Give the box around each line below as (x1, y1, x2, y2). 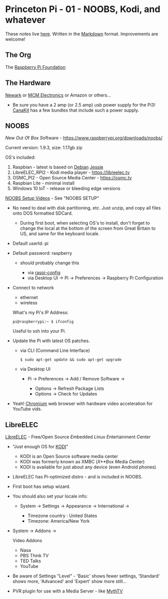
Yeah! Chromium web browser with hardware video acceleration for (12, 401, 153, 407)
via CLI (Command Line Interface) (20, 348, 91, 354)
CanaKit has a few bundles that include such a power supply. (12, 107, 139, 113)
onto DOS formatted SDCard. (12, 210, 73, 217)
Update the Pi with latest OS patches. (12, 338, 90, 344)
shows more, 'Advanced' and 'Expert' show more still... (12, 578, 127, 584)
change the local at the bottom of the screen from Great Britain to (20, 225, 156, 232)
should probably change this (20, 260, 79, 266)
